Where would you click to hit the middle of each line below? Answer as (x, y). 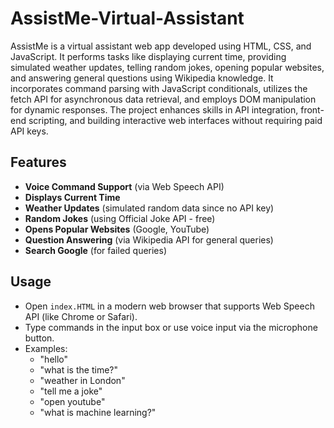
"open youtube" (72, 401)
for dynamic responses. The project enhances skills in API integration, (154, 109)
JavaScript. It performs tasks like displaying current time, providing (148, 56)
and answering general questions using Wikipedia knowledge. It (142, 78)
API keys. (29, 131)
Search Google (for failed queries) (96, 250)
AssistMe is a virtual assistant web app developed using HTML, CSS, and (161, 46)
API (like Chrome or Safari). (81, 316)
